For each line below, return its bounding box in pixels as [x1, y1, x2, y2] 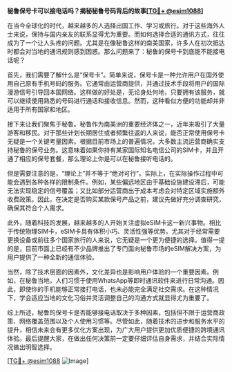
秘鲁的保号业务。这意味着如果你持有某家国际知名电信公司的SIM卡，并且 [12, 146, 218, 154]
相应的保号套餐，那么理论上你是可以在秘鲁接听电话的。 [19, 155, 177, 162]
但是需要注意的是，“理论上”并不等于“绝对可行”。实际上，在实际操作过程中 [7, 169, 217, 177]
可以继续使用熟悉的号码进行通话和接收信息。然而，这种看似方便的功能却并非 [7, 97, 225, 104]
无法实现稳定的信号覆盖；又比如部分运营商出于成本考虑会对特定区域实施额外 [7, 187, 225, 194]
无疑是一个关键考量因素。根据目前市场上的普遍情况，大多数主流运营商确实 [7, 138, 219, 145]
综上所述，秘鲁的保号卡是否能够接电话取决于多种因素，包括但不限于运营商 [7, 308, 219, 317]
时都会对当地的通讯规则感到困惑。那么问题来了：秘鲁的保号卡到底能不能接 [7, 48, 219, 55]
